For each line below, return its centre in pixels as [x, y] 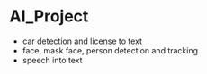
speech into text [52, 60]
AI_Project [49, 16]
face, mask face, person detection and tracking [110, 50]
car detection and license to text [82, 41]
